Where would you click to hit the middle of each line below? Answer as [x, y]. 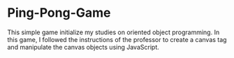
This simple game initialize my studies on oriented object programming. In [114, 32]
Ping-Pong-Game [59, 13]
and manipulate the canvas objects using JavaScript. [83, 47]
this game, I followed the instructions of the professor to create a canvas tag [117, 39]
